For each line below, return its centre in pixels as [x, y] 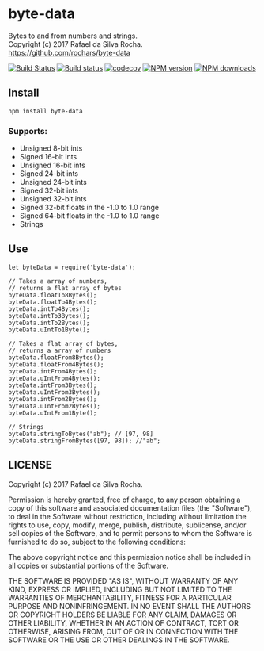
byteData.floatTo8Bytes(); [53, 295]
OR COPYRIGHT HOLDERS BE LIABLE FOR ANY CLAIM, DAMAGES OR [123, 615]
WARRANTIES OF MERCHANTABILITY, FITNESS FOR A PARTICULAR [120, 597]
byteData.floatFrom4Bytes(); [56, 364]
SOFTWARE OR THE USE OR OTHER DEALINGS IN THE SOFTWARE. [119, 640]
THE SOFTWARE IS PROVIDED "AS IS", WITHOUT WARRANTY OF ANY [123, 580]
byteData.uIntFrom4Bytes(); [55, 378]
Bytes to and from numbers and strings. [73, 36]
